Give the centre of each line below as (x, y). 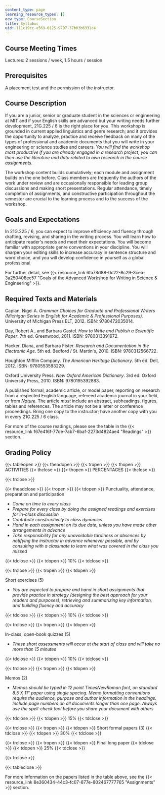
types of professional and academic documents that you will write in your (80, 141)
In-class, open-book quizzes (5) (38, 634)
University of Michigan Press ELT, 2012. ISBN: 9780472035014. (70, 321)
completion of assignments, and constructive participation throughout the (80, 193)
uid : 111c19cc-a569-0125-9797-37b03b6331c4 (51, 28)
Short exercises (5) (24, 580)
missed (20, 551)
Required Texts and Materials (51, 299)
